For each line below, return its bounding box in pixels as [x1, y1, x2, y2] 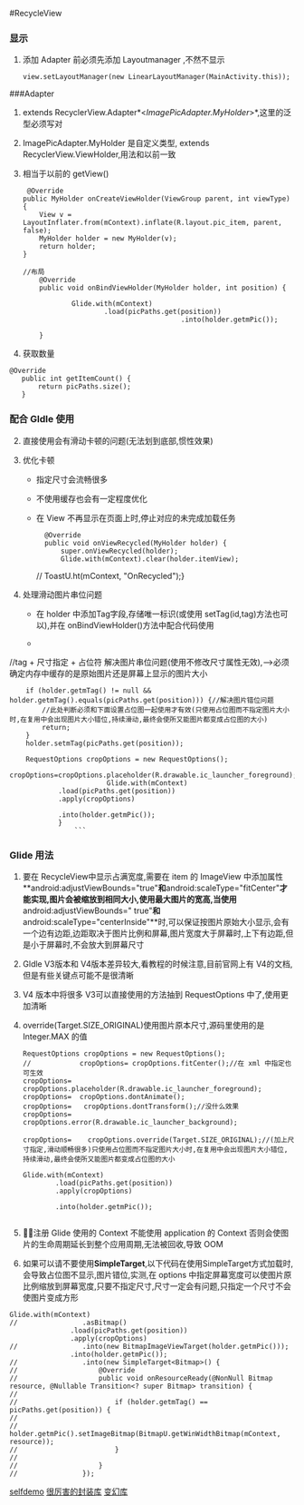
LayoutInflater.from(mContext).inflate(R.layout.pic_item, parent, [22, 218, 282, 228]
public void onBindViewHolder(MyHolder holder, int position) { [39, 283, 287, 293]
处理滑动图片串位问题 [22, 589, 102, 600]
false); [22, 226, 52, 235]
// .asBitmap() [9, 1318, 128, 1327]
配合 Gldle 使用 [9, 413, 75, 426]
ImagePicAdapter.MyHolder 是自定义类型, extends [22, 138, 210, 149]
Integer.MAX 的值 [22, 1030, 88, 1042]
